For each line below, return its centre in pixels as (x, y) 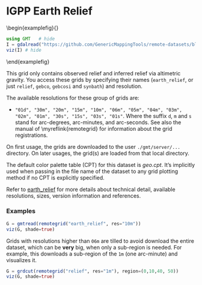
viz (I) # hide (24, 50)
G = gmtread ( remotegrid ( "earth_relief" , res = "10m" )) (74, 224)
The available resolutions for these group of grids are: (73, 98)
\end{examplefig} (28, 61)
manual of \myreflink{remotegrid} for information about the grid (93, 128)
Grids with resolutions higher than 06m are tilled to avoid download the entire (100, 241)
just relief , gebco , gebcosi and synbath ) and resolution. (75, 86)
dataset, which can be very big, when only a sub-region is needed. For (94, 247)
